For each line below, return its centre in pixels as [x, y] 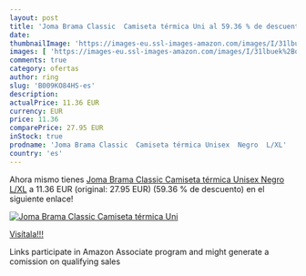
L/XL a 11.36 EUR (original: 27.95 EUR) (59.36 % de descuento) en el [137, 189]
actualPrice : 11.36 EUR [55, 102]
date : [20, 35]
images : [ [28, 52]
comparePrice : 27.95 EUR [56, 128]
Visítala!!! [26, 234]
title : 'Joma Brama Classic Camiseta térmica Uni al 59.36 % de [136, 26]
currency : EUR [36, 111]
